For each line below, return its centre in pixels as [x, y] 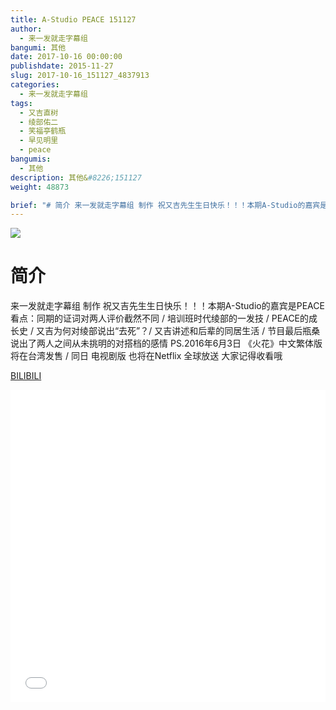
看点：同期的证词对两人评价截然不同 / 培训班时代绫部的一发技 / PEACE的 [160, 318]
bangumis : [31, 159]
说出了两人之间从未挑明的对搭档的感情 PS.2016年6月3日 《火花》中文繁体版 [166, 343]
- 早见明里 [39, 141]
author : [26, 29]
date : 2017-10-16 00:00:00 [66, 57]
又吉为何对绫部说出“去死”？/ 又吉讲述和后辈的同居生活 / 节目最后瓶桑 [178, 331]
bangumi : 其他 [38, 47]
